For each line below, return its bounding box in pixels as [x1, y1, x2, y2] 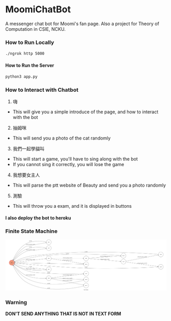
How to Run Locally [5, 38, 54, 46]
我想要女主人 [12, 172, 40, 178]
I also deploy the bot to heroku [5, 215, 71, 221]
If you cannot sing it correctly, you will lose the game [12, 162, 124, 168]
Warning [5, 299, 27, 306]
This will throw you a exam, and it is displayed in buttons [12, 203, 132, 209]
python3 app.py [5, 74, 38, 79]
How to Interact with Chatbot [5, 86, 78, 93]
